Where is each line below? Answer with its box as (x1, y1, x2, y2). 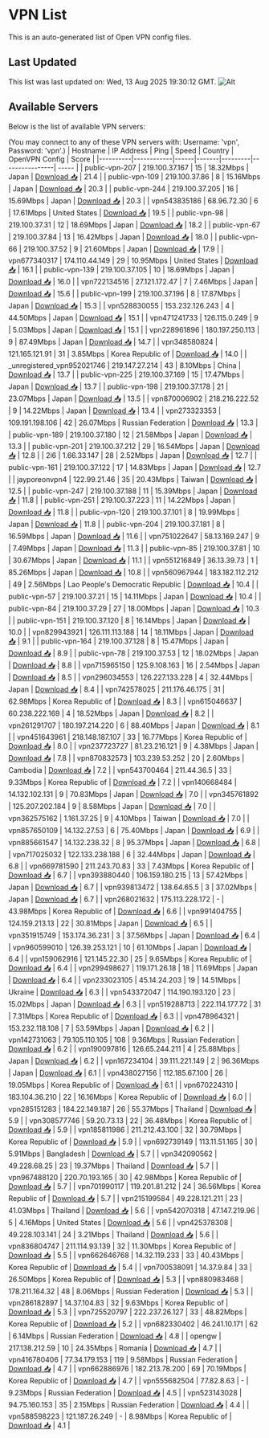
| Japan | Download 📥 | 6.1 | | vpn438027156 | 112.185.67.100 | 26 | (8, 1068, 228, 1077)
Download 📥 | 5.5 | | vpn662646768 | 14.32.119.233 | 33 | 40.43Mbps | (8, 1250, 243, 1260)
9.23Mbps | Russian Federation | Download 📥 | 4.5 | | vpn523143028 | (8, 1387, 243, 1397)
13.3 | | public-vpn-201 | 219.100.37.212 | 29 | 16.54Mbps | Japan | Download (8, 441, 260, 451)
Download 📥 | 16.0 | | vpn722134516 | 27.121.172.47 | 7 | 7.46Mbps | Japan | (8, 276, 259, 286)
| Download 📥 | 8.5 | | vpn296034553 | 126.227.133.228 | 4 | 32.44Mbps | (8, 672, 253, 682)
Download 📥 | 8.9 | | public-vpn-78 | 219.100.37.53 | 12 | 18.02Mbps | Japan (8, 648, 259, 658)
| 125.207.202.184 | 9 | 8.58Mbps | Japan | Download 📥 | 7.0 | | (8, 801, 217, 811)
